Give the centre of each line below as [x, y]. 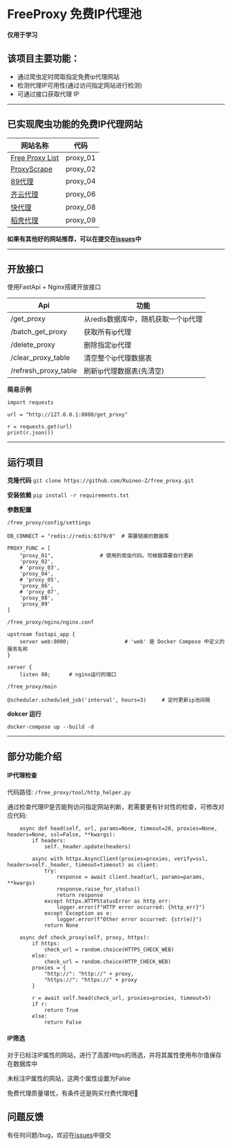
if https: [46, 943]
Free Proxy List [35, 158]
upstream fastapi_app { [41, 635]
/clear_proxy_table [40, 358]
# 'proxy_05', [40, 580]
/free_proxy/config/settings [49, 523]
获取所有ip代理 [108, 332]
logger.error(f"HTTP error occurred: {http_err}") [131, 907]
